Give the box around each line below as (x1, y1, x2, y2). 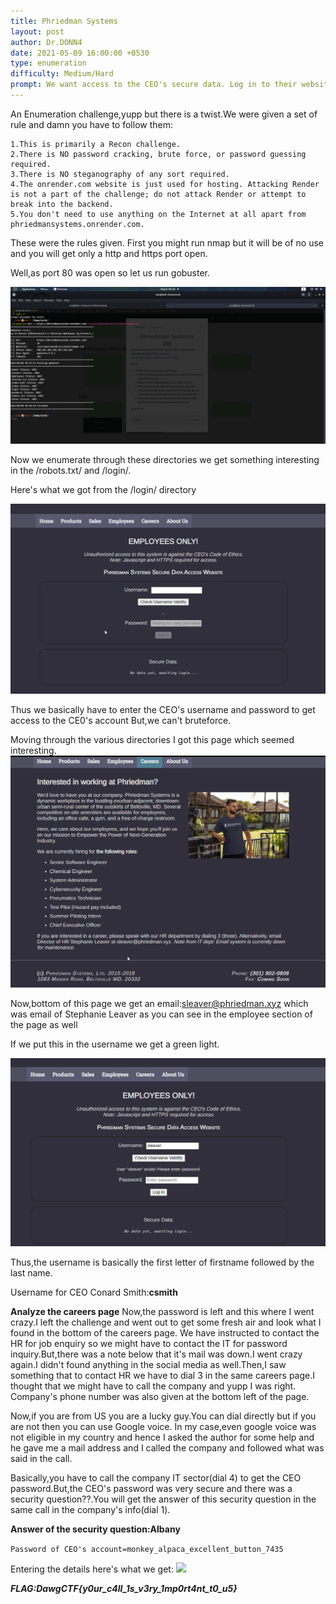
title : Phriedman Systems (10, 16, 118, 26)
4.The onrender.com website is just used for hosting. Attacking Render (10, 179, 320, 189)
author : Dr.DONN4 (10, 37, 83, 47)
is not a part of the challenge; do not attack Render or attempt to (10, 189, 307, 199)
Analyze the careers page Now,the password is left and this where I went (10, 1306, 315, 1318)
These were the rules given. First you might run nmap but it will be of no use (10, 236, 325, 249)
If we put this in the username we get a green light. (10, 1038, 220, 1050)
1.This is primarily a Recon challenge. (10, 139, 182, 149)
